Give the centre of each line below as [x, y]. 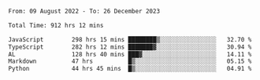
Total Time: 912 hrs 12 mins [56, 25]
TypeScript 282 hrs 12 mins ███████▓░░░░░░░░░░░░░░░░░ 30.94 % [130, 47]
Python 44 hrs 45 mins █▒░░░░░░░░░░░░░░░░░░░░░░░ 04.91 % [130, 69]
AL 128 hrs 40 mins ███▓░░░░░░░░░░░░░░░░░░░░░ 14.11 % [130, 54]
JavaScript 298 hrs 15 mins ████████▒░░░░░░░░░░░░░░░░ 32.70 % [130, 39]
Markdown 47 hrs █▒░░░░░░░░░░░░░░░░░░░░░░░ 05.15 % [130, 62]
